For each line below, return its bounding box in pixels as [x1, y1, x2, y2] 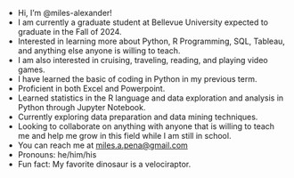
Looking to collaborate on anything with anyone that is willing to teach [17, 121, 274, 132]
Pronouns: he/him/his [17, 150, 97, 159]
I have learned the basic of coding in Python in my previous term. [17, 74, 257, 84]
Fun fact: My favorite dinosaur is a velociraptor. [17, 159, 192, 169]
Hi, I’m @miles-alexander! [17, 8, 113, 18]
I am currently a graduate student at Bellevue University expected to [17, 17, 269, 28]
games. [17, 64, 46, 75]
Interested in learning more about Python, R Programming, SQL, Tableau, [17, 36, 285, 46]
